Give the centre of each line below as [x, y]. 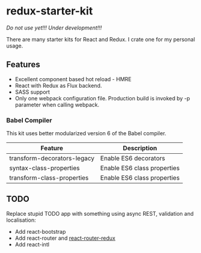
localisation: [21, 220]
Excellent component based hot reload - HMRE [73, 79]
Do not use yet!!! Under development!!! [54, 28]
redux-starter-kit [50, 11]
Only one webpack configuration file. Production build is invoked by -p [103, 98]
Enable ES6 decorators [133, 159]
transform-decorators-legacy [52, 159]
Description [140, 148]
